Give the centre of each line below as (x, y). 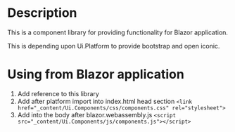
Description (42, 13)
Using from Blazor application (96, 74)
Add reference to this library (58, 93)
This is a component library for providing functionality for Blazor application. (118, 32)
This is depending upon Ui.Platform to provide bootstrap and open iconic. (114, 46)
